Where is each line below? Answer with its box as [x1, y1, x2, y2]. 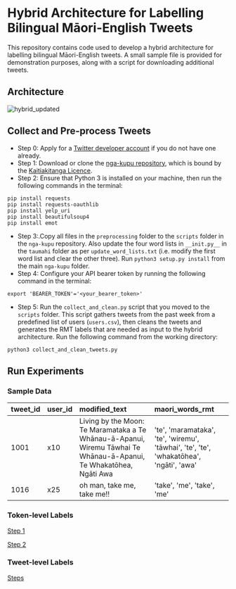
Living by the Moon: [79, 417, 145, 426]
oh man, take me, [79, 481, 136, 490]
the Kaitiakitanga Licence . [17, 166, 93, 175]
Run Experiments [7, 365, 84, 377]
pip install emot [7, 220, 58, 227]
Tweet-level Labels [7, 557, 74, 567]
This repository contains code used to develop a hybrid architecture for [7, 43, 214, 51]
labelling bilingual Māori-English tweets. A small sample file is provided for [7, 51, 223, 59]
